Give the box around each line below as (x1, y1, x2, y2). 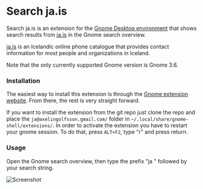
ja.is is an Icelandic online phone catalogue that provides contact (6, 43, 169, 50)
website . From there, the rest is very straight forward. (6, 97, 140, 105)
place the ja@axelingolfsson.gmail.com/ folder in (6, 115, 130, 123)
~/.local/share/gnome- (130, 116, 189, 123)
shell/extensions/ (6, 123, 53, 129)
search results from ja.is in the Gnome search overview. (6, 31, 146, 38)
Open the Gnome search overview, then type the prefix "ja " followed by (6, 157, 187, 165)
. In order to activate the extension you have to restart (52, 122, 188, 129)
